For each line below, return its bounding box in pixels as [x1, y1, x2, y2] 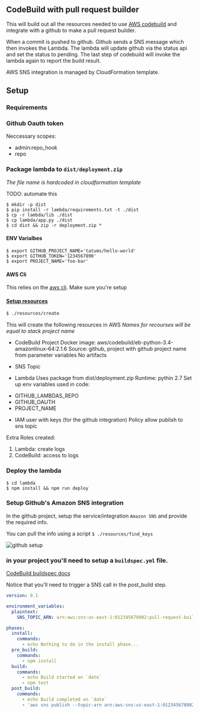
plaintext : [11, 609, 38, 615]
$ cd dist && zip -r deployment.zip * [6, 222, 102, 228]
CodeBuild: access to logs [14, 452, 79, 459]
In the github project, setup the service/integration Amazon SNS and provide [6, 512, 188, 520]
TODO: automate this [6, 190, 57, 197]
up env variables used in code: [14, 381, 90, 388]
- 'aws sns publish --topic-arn [21, 702, 102, 708]
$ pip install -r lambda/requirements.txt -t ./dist [6, 207, 139, 212]
